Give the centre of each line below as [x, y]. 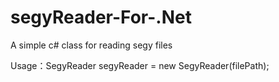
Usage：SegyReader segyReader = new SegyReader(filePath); [140, 65]
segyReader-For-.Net [101, 17]
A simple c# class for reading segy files [91, 45]
